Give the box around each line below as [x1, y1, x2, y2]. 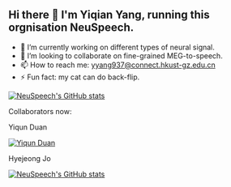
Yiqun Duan [8, 122, 48, 132]
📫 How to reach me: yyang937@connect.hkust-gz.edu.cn [19, 60, 216, 70]
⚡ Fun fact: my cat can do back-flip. [19, 72, 140, 82]
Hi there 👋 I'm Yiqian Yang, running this [8, 8, 211, 22]
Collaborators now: [8, 106, 72, 116]
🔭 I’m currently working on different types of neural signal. [19, 42, 215, 52]
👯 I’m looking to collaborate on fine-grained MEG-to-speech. [19, 50, 223, 61]
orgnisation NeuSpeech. [8, 21, 135, 35]
